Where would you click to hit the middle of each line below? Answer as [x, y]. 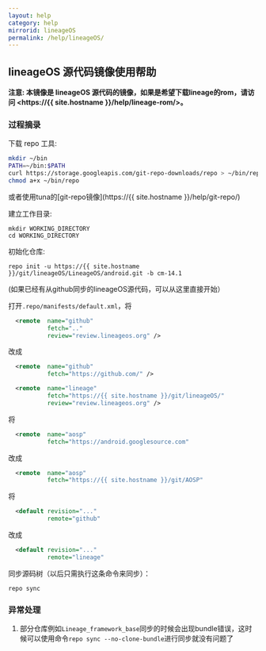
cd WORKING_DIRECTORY [44, 236]
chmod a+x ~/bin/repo [44, 180]
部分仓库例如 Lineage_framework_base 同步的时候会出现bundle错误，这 [132, 629]
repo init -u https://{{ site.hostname [74, 266]
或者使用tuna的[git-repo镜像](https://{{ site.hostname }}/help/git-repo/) [124, 197]
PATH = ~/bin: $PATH [37, 166]
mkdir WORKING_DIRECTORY [49, 228]
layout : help [30, 15]
